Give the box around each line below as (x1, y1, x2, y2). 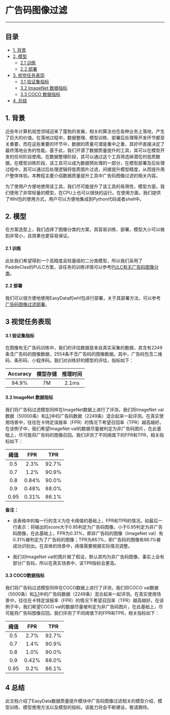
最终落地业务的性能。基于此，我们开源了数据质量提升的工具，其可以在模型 (5, 147, 160, 153)
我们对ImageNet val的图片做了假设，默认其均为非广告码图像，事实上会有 (12, 554, 164, 560)
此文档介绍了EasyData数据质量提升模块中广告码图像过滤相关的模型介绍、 (5, 698, 158, 704)
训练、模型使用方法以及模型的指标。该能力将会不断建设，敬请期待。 (9, 704, 152, 710)
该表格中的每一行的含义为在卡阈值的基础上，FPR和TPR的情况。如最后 (12, 517, 158, 524)
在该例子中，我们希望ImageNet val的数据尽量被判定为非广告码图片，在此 (5, 426, 157, 432)
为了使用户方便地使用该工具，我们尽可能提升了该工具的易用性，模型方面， (5, 183, 160, 189)
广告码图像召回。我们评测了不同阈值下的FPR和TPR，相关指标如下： (18, 610, 160, 616)
